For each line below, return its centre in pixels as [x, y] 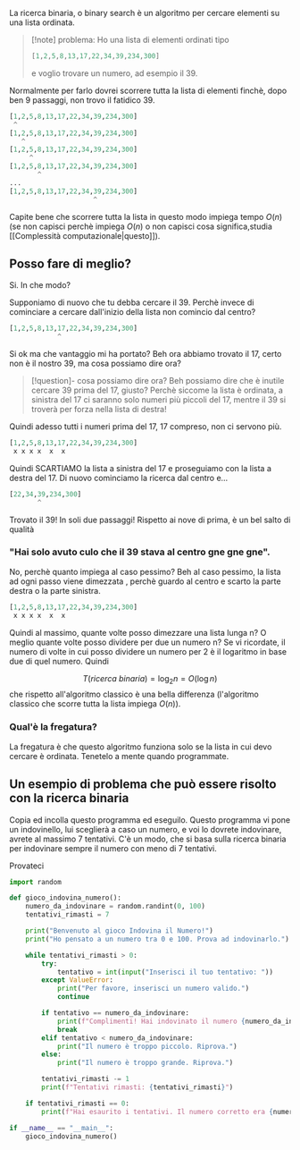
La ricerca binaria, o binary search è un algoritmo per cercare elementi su [144, 13]
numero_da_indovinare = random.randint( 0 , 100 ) [115, 907]
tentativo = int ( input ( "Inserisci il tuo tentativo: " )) [165, 972]
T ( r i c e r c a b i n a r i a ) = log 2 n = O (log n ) [150, 679]
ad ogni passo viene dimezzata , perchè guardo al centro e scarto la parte [145, 581]
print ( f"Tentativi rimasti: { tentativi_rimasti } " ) [137, 1087]
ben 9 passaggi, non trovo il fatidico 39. [82, 100]
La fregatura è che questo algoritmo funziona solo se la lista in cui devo [141, 747]
